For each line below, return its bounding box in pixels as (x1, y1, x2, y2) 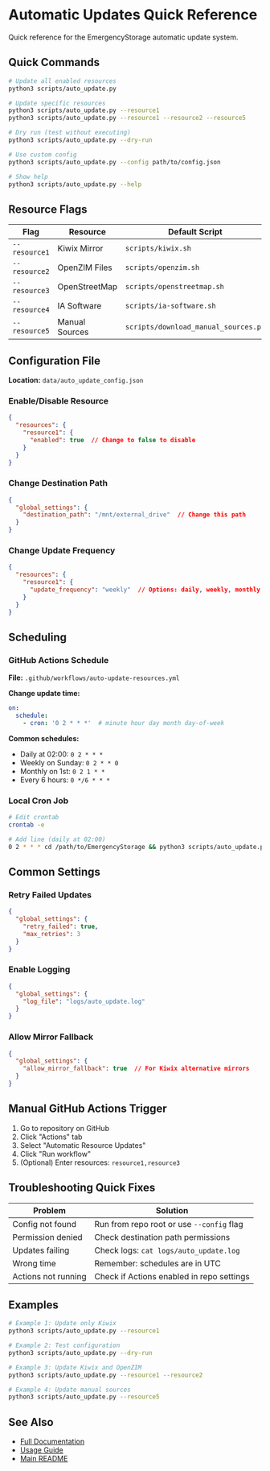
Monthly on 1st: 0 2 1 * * (19, 766, 105, 776)
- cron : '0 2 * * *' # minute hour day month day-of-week (22, 719, 225, 727)
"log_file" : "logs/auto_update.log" (22, 997, 146, 1005)
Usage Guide (19, 1445, 63, 1455)
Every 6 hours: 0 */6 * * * (19, 775, 111, 785)
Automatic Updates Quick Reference (8, 6, 258, 24)
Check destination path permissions (94, 1231, 231, 1242)
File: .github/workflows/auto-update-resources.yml (8, 673, 180, 682)
